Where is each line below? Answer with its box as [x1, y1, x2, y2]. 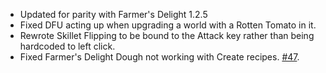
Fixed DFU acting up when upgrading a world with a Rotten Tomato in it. [19, 19, 317, 31]
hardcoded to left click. [19, 40, 116, 52]
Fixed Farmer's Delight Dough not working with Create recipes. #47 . [19, 51, 300, 63]
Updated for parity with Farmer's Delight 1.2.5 [19, 9, 208, 20]
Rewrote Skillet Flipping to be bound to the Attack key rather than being [19, 30, 315, 41]
